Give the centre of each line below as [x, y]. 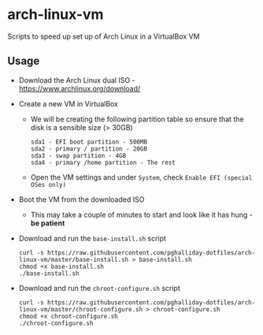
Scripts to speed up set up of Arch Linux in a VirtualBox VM [104, 36]
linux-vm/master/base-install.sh [74, 259]
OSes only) [48, 184]
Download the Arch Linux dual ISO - [77, 80]
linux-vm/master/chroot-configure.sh [81, 309]
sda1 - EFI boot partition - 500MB [89, 142]
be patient [48, 223]
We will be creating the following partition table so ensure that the [137, 119]
